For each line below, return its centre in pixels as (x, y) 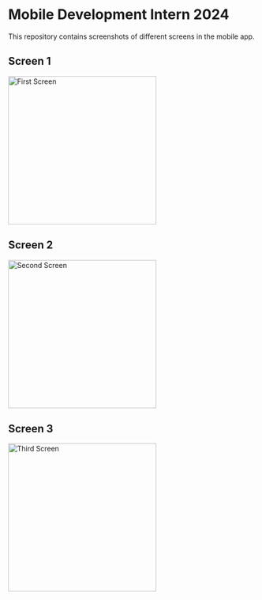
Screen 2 (31, 245)
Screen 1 (30, 61)
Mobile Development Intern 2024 (119, 15)
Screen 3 (31, 428)
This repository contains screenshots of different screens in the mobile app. (131, 36)
